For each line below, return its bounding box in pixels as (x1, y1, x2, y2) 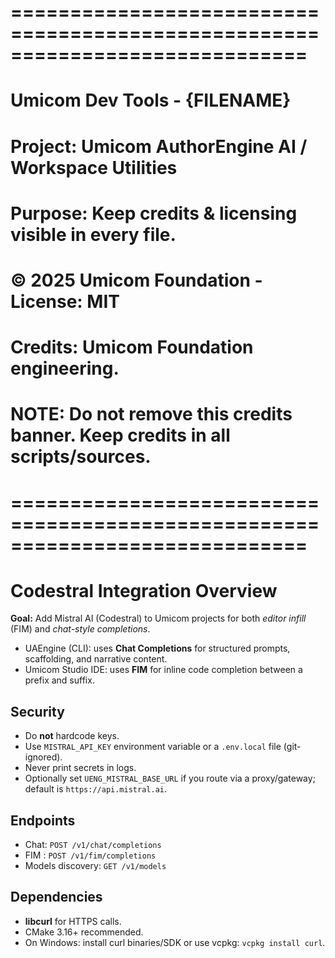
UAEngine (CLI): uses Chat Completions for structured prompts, (24, 642, 291, 655)
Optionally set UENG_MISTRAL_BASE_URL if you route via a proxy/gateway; (24, 772, 316, 785)
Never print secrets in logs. (24, 762, 137, 774)
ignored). (24, 751, 63, 763)
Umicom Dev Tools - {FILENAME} (10, 89, 292, 112)
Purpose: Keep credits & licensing (10, 202, 298, 225)
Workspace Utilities (10, 156, 178, 179)
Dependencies (10, 889, 103, 906)
